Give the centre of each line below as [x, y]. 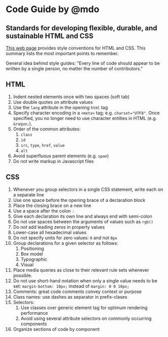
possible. [23, 275]
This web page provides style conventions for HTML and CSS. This [76, 48]
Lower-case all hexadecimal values [50, 232]
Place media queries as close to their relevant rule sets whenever [81, 270]
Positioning [32, 248]
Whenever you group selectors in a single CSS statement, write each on [88, 189]
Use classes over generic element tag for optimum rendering [84, 308]
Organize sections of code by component [56, 329]
